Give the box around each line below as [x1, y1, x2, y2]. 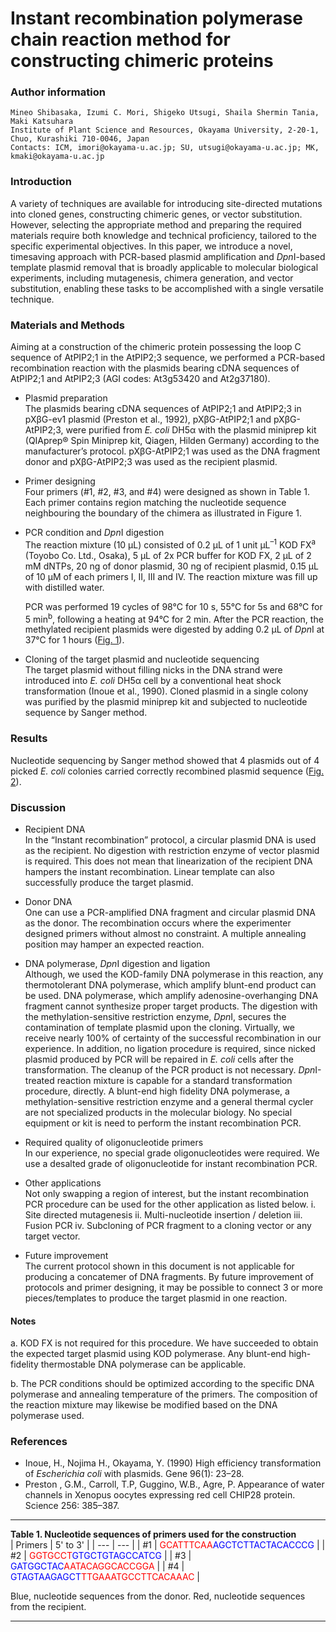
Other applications [24, 1177, 102, 1189]
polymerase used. [10, 1410, 85, 1422]
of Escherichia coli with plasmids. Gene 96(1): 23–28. [24, 1468, 245, 1480]
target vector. [24, 1230, 81, 1242]
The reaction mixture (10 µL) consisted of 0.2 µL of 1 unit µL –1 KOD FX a [24, 537, 317, 551]
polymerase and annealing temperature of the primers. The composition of [10, 1388, 318, 1401]
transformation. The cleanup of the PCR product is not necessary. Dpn [24, 1063, 316, 1076]
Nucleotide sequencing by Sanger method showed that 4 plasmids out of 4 [10, 754, 320, 766]
